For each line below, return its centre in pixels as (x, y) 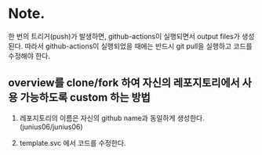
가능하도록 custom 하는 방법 (85, 97)
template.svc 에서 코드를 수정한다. (73, 142)
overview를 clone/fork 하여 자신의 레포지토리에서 (124, 83)
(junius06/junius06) (51, 127)
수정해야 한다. (29, 56)
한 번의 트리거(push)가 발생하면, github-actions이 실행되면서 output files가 (124, 36)
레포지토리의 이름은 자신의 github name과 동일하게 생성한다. (112, 117)
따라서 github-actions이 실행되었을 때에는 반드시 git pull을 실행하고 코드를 (138, 46)
